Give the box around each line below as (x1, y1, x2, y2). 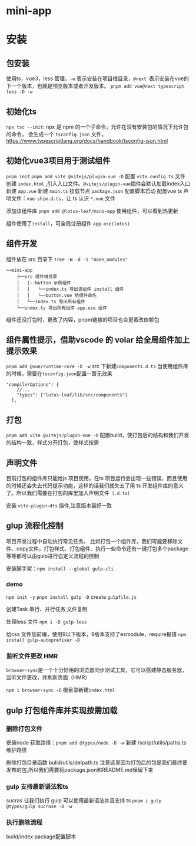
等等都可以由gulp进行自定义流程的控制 (6, 552, 99, 559)
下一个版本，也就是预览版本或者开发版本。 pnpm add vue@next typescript (6, 83, 185, 90)
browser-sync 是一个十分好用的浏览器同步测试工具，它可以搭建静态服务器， (6, 667, 187, 674)
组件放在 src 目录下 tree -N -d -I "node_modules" (6, 255, 128, 263)
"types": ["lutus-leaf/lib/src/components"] (16, 392, 128, 398)
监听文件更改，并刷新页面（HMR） (6, 674, 91, 681)
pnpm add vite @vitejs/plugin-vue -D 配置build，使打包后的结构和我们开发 (6, 432, 190, 439)
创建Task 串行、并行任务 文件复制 (6, 606, 88, 613)
